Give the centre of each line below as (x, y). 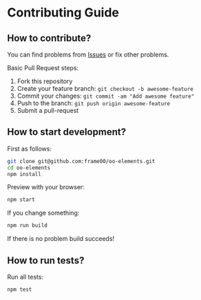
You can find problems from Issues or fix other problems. (88, 54)
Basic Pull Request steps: (43, 68)
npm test (20, 290)
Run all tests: (25, 277)
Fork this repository (45, 81)
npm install (24, 174)
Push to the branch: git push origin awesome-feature (94, 103)
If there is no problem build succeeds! (61, 239)
